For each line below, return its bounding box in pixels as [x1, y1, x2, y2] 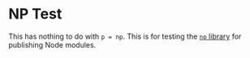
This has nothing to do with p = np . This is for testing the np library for [8, 31, 242, 41]
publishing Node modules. [8, 39, 97, 49]
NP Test [8, 5, 62, 23]
